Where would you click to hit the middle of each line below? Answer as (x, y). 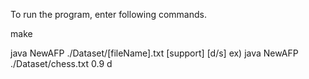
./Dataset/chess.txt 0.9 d (61, 63)
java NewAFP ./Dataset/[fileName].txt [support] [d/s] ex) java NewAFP (154, 53)
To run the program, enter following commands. (108, 14)
